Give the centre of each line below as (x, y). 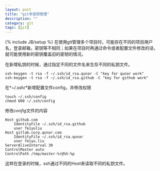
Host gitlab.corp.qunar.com (33, 133)
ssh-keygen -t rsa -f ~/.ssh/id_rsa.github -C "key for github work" (77, 78)
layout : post (18, 9)
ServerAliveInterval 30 (29, 145)
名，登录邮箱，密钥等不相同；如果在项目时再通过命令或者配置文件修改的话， (81, 48)
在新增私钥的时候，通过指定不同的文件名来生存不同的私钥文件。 (69, 65)
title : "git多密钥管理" (27, 14)
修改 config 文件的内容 (26, 111)
